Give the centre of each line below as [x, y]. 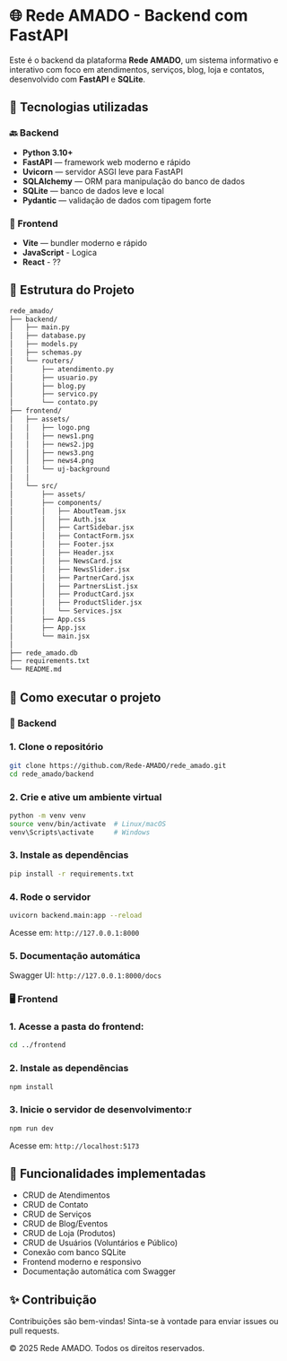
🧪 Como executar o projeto [85, 698]
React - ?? [41, 262]
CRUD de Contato [55, 1205]
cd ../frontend [38, 1045]
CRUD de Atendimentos [66, 1195]
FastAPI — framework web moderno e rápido [106, 161]
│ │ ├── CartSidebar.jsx [72, 528]
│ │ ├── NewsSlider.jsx [70, 569]
